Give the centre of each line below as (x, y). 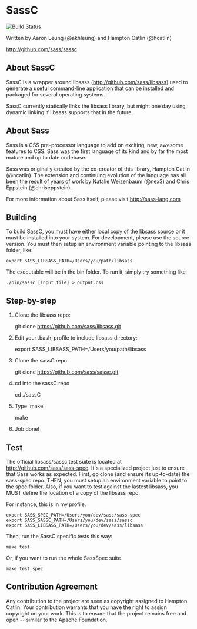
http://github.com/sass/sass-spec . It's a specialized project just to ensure (96, 468)
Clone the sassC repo (41, 361)
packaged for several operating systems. (56, 94)
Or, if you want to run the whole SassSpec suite (64, 558)
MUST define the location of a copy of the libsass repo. (73, 493)
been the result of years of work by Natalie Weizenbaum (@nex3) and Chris (98, 181)
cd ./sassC (28, 395)
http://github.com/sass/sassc (42, 49)
